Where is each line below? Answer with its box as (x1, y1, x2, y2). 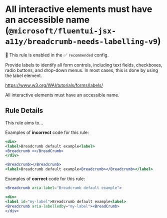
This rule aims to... (5, 119, 43, 125)
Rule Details (5, 106, 43, 115)
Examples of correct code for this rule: (5, 176, 85, 181)
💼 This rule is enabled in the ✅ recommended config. (5, 51, 109, 58)
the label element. (5, 72, 42, 78)
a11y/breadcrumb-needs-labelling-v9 (5, 37, 158, 46)
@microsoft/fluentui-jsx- (8, 26, 116, 36)
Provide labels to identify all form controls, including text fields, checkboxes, (5, 61, 162, 68)
